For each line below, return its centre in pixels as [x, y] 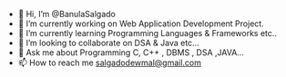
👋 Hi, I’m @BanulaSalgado [66, 14]
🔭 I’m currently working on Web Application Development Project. [141, 24]
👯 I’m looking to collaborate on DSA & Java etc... [108, 43]
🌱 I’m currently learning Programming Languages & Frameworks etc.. [148, 33]
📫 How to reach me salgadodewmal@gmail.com [110, 63]
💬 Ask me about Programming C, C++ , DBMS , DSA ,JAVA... [131, 53]
